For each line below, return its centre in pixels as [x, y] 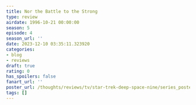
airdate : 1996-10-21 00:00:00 [43, 22]
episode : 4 [19, 33]
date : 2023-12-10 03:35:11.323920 [48, 44]
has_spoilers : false [31, 76]
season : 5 [18, 28]
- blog [14, 55]
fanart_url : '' [24, 82]
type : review [22, 17]
